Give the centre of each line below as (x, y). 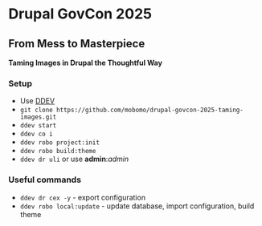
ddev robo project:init (60, 143)
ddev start (38, 126)
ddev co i (37, 134)
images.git (38, 117)
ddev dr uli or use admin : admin (74, 159)
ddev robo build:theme (58, 151)
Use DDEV (37, 101)
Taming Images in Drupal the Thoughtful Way (86, 63)
